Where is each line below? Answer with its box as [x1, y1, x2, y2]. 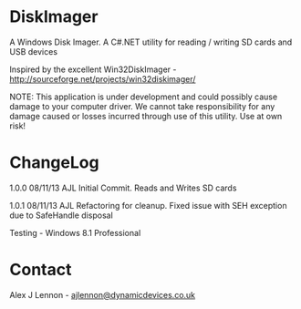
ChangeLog [9, 152, 99, 173]
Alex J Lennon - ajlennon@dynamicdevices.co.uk [9, 289, 196, 300]
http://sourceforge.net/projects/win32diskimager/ [9, 73, 196, 84]
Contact [9, 260, 72, 280]
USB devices [9, 46, 57, 57]
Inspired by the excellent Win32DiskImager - [9, 64, 177, 75]
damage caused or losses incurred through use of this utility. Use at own [9, 110, 283, 121]
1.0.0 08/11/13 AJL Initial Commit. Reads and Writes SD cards [9, 182, 237, 193]
